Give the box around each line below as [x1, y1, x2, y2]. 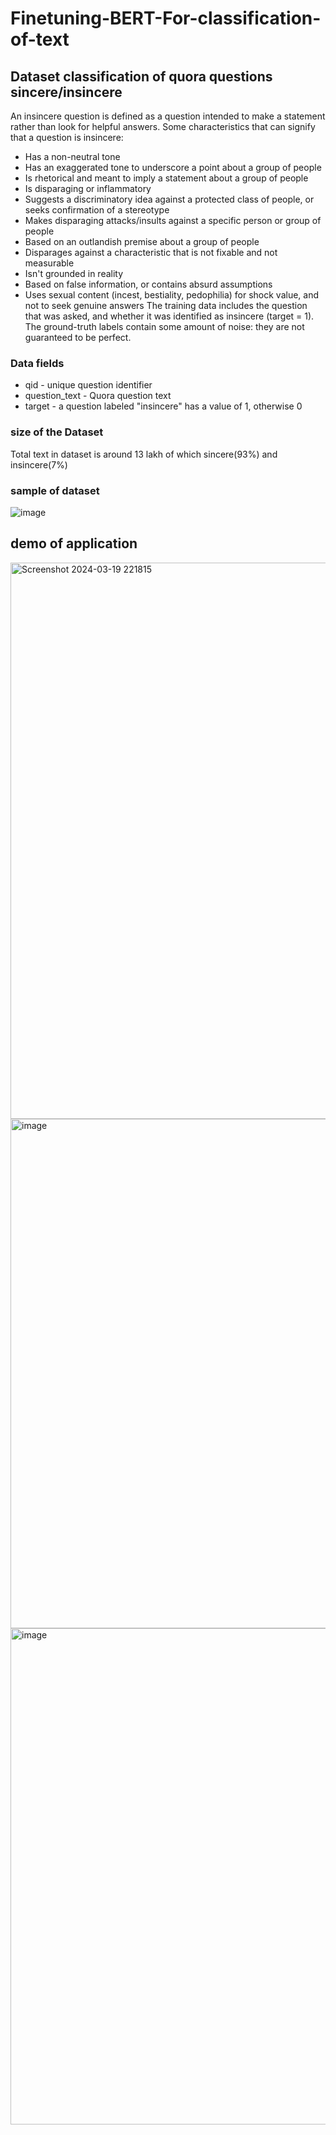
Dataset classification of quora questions [10, 68, 273, 85]
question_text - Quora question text [24, 390, 172, 402]
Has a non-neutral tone [24, 151, 121, 162]
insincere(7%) [10, 458, 68, 471]
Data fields [10, 356, 65, 370]
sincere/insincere [10, 83, 123, 101]
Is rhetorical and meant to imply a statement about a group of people [24, 172, 309, 184]
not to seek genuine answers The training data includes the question [24, 300, 308, 311]
